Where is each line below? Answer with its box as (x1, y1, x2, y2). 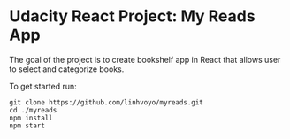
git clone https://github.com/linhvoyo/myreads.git (9, 97, 203, 107)
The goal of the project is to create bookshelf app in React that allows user (9, 54, 281, 65)
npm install (9, 113, 53, 122)
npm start (9, 121, 46, 130)
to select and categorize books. (9, 64, 125, 74)
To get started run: (9, 81, 77, 91)
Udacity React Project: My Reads (9, 6, 256, 27)
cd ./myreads (9, 105, 57, 114)
